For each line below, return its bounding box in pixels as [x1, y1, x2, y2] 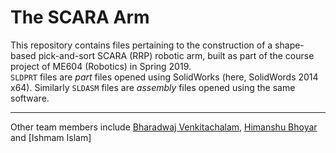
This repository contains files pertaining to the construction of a [10, 39, 273, 51]
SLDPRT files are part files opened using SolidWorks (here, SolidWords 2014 [10, 71, 319, 83]
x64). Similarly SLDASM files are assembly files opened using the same [10, 81, 296, 93]
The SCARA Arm [10, 6, 150, 29]
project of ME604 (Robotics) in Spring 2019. [10, 60, 192, 72]
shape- [274, 39, 305, 51]
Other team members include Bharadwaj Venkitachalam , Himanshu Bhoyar [10, 121, 318, 133]
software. [10, 92, 50, 104]
